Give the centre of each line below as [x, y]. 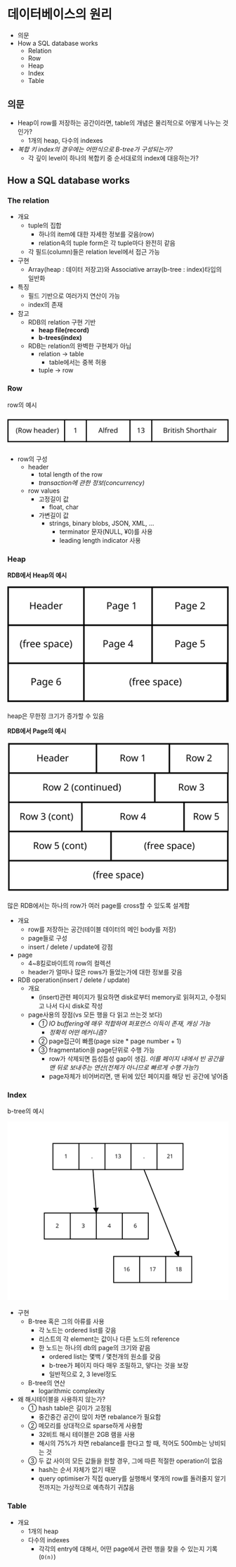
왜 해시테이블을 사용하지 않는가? [61, 1399]
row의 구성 [32, 459]
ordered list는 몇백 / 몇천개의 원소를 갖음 [105, 1357]
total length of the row [71, 474]
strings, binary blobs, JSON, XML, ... [101, 523]
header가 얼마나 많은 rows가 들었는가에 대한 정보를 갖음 [105, 972]
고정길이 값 [53, 499]
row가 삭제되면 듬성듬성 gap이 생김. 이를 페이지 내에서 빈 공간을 [137, 1059]
